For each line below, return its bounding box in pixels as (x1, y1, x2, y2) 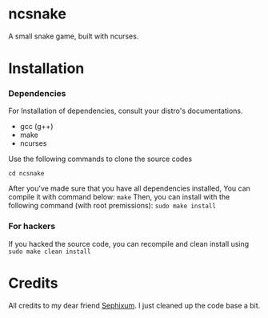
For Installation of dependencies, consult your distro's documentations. (8, 106, 243, 116)
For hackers (8, 221, 56, 232)
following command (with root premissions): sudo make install (8, 201, 216, 211)
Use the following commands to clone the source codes (8, 154, 193, 164)
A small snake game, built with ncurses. (8, 31, 139, 41)
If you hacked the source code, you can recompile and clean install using (8, 239, 250, 248)
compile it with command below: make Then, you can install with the (8, 192, 230, 202)
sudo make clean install (8, 248, 91, 256)
